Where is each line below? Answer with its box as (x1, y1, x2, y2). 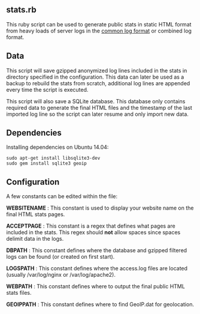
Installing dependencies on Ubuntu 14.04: (6, 143, 109, 151)
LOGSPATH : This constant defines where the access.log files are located (6, 265, 187, 272)
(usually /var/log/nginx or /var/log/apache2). (6, 271, 116, 279)
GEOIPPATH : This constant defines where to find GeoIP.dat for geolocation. (6, 301, 195, 308)
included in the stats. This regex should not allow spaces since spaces (6, 229, 181, 236)
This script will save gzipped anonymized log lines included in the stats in (6, 67, 187, 74)
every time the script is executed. (6, 86, 89, 93)
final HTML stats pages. (6, 211, 65, 218)
